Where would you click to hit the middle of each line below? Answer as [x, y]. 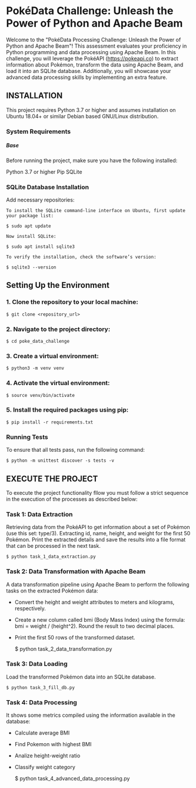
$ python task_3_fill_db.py [41, 687]
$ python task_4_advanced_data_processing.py [72, 779]
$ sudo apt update [29, 226]
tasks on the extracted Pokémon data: [52, 591]
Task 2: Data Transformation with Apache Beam [76, 571]
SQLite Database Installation [48, 187]
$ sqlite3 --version [31, 267]
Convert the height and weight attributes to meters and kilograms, [94, 602]
